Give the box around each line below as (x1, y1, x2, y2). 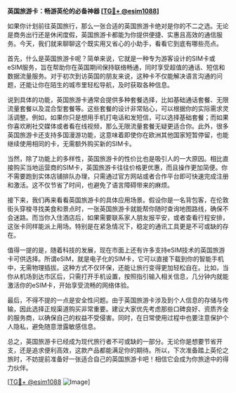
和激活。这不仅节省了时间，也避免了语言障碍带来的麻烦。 (7, 181, 173, 189)
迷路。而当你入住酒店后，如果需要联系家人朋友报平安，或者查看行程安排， (13, 214, 229, 221)
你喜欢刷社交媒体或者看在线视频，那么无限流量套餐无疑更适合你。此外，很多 (7, 122, 229, 130)
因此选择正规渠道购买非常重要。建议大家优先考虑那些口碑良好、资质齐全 (19, 305, 229, 313)
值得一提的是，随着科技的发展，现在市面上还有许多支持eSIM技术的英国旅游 (7, 246, 225, 254)
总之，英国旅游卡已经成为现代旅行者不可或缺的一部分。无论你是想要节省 (7, 337, 216, 345)
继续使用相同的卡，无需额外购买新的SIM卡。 (7, 140, 136, 148)
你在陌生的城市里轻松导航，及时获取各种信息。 (37, 81, 173, 89)
